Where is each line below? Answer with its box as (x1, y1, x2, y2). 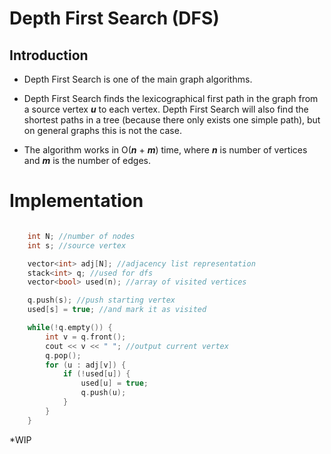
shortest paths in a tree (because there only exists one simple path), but (23, 114, 321, 126)
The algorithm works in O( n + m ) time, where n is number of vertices (23, 144, 308, 156)
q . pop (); (45, 350, 82, 361)
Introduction (9, 47, 89, 64)
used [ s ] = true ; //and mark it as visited (27, 305, 207, 315)
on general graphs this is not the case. (23, 125, 182, 136)
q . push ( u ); (80, 388, 127, 398)
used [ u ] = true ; (80, 378, 149, 389)
